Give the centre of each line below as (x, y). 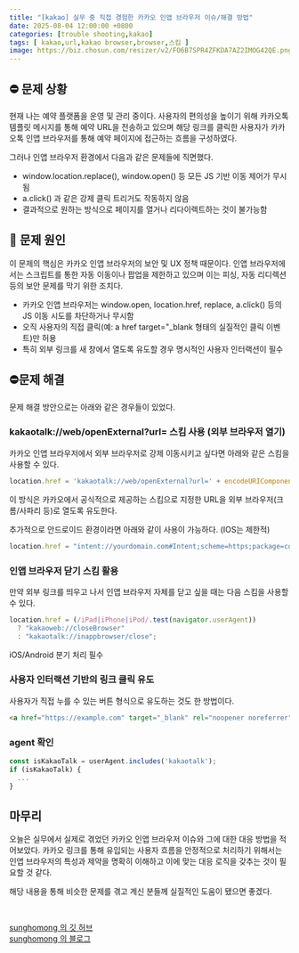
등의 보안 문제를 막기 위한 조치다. (66, 285)
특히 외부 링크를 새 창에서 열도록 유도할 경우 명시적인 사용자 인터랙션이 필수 (153, 349)
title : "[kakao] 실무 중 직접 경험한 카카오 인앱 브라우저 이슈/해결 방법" (131, 17)
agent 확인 (32, 742)
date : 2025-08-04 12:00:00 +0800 (71, 26)
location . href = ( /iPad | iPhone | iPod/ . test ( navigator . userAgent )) (133, 620)
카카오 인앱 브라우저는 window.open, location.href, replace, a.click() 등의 (152, 305)
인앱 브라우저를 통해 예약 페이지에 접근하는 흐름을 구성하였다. (131, 138)
